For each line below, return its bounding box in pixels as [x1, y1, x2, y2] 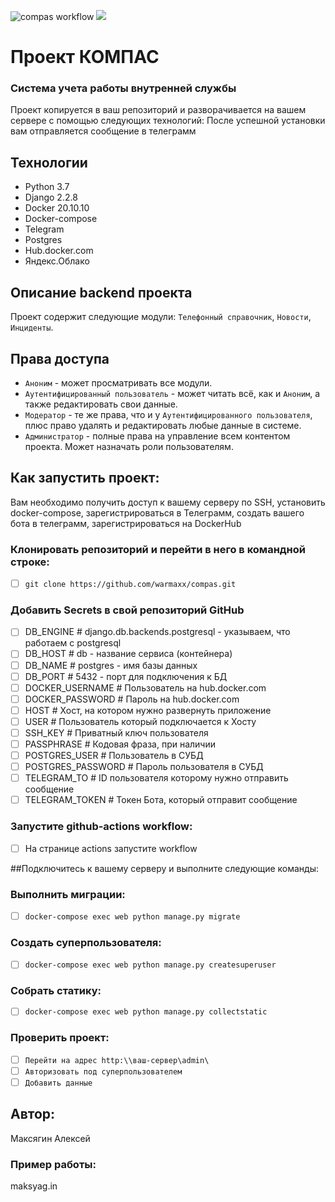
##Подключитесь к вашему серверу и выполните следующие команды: [10, 862, 320, 874]
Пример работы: [10, 1157, 97, 1171]
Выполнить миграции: [10, 887, 126, 901]
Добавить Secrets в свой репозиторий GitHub [10, 603, 245, 617]
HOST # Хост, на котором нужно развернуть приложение [24, 704, 272, 716]
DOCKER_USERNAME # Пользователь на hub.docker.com [24, 681, 267, 694]
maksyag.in [10, 1180, 58, 1192]
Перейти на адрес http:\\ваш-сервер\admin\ [24, 1055, 210, 1065]
